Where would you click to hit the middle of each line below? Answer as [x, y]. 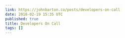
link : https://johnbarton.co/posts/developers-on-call [63, 10]
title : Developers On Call [33, 23]
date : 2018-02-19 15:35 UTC [34, 14]
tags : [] [14, 28]
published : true [22, 19]
